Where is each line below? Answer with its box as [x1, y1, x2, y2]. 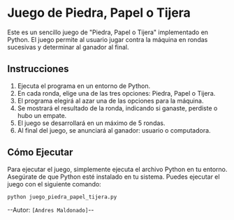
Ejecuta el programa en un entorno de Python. [17, 82, 151, 90]
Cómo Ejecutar [7, 147, 73, 159]
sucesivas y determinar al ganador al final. [7, 43, 129, 51]
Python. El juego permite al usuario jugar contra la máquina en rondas [7, 35, 208, 43]
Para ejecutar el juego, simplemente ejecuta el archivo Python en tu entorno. [7, 165, 228, 173]
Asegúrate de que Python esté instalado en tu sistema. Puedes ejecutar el [7, 173, 220, 181]
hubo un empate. [17, 111, 67, 119]
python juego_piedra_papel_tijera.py [7, 193, 117, 200]
